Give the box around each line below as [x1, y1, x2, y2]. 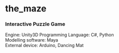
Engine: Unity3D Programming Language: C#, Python [5, 32, 114, 38]
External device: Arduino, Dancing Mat [5, 43, 84, 49]
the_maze [5, 3, 47, 14]
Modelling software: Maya [5, 37, 59, 43]
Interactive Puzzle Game [5, 21, 65, 28]
